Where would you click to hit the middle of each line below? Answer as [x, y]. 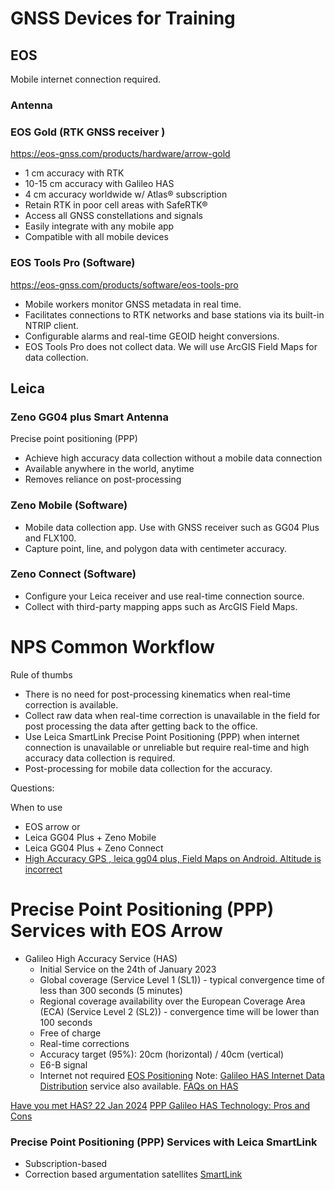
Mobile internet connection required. [86, 79]
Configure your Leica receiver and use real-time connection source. [164, 596]
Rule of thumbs [41, 674]
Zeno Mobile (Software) [69, 505]
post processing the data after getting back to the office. [141, 726]
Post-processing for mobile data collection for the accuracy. [148, 768]
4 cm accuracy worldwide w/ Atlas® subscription [126, 194]
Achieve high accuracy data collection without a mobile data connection [173, 458]
